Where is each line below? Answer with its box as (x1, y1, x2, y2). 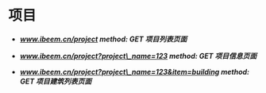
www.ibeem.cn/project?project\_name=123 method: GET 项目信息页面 (19, 51, 257, 60)
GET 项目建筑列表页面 (19, 76, 92, 86)
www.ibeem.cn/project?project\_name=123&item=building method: (19, 67, 250, 76)
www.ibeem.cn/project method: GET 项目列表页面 (19, 34, 187, 44)
